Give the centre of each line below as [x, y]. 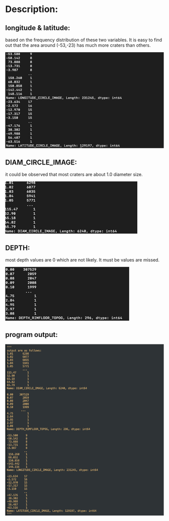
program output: [31, 335]
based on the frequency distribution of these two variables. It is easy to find [84, 40]
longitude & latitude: [38, 28]
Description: [32, 9]
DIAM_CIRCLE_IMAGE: [41, 162]
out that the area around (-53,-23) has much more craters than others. [78, 45]
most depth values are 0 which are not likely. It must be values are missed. [82, 260]
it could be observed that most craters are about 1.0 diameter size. [74, 175]
